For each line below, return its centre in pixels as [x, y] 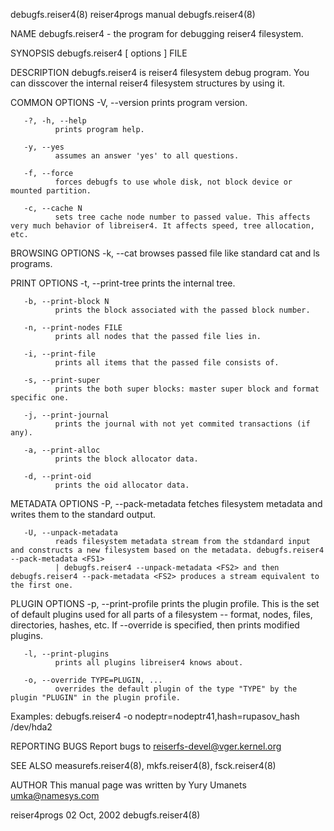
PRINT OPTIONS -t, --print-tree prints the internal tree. [123, 283]
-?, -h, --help [55, 121]
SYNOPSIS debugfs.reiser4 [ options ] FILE [99, 53]
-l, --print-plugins [66, 654]
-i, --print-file [60, 354]
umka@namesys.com [55, 795]
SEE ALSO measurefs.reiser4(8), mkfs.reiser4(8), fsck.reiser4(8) [143, 765]
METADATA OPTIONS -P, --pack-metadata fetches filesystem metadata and [166, 503]
